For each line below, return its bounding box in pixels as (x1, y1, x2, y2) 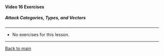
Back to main (5, 45, 32, 51)
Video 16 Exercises (5, 4, 44, 10)
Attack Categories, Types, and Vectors (5, 15, 86, 21)
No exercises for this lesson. (12, 31, 70, 37)
